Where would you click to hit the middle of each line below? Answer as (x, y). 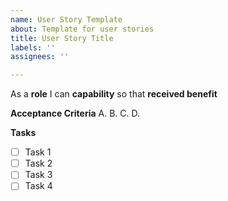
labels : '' (33, 47)
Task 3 (38, 175)
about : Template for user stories (82, 29)
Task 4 (38, 186)
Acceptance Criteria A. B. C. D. (75, 113)
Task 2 (38, 163)
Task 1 (38, 152)
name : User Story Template (66, 19)
